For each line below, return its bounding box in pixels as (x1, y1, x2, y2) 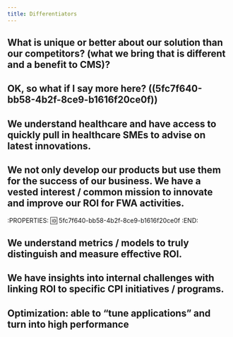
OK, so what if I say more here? (7, 83, 147, 95)
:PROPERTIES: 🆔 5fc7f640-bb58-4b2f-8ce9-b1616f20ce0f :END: (7, 216, 199, 224)
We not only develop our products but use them (7, 164, 221, 176)
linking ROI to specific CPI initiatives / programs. (7, 283, 225, 295)
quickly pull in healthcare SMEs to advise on (7, 129, 206, 141)
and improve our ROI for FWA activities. (7, 198, 185, 210)
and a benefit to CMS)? (7, 59, 111, 71)
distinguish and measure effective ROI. (7, 249, 182, 260)
